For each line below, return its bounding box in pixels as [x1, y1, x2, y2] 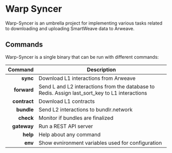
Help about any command [38, 131, 101, 138]
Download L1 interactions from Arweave [38, 75, 136, 82]
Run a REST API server [38, 122, 93, 129]
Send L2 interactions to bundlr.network [38, 106, 133, 113]
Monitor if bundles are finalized [38, 114, 114, 121]
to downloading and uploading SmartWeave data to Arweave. [5, 25, 135, 31]
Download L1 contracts [38, 98, 95, 105]
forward [13, 86, 34, 93]
